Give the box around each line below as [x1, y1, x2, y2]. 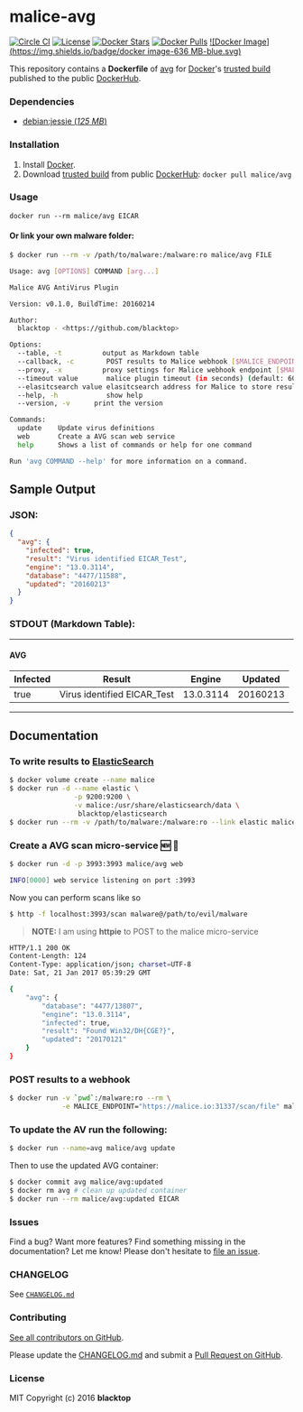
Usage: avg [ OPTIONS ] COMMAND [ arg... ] [9, 266, 160, 276]
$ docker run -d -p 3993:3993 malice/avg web [9, 859, 183, 868]
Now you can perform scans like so [9, 891, 142, 903]
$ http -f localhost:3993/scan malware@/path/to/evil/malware [9, 909, 248, 918]
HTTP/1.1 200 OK [9, 943, 70, 953]
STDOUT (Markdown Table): [9, 618, 135, 631]
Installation [9, 138, 60, 151]
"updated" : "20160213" [25, 579, 111, 588]
